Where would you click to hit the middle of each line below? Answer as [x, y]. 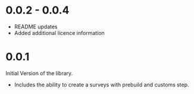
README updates [36, 27]
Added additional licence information [59, 33]
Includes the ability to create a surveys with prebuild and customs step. [101, 85]
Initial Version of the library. [39, 73]
